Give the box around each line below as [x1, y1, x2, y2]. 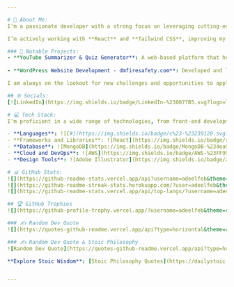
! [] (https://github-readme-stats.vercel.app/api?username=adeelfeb [7, 175, 208, 182]
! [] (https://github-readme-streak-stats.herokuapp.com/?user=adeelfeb [7, 181, 217, 188]
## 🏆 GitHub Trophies [7, 201, 73, 208]
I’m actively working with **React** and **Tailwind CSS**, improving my [7, 35, 226, 42]
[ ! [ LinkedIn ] [7, 99, 45, 106]
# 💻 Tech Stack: [7, 111, 57, 118]
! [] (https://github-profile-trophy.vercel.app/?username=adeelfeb [7, 207, 204, 214]
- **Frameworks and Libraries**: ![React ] [7, 137, 132, 144]
